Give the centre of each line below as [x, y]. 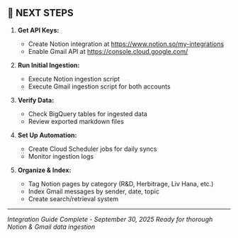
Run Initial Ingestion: [49, 65]
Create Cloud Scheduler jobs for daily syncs [92, 149]
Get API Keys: [38, 30]
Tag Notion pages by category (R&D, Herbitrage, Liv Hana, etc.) [121, 183]
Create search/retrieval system [73, 198]
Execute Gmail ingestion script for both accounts [100, 86]
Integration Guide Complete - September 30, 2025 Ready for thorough [110, 219]
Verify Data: [36, 100]
